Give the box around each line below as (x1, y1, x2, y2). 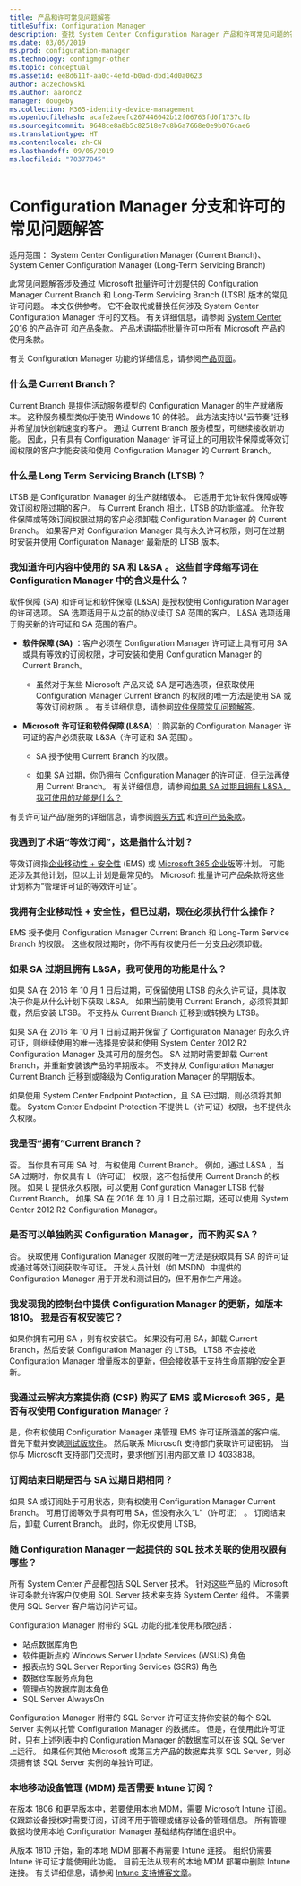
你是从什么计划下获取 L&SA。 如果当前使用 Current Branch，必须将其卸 (24, 996, 289, 1007)
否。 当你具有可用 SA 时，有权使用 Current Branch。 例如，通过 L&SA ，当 (9, 1159, 285, 1170)
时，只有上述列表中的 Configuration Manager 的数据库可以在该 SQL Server (9, 1735, 285, 1745)
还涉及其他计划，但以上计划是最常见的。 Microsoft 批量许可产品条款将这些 (9, 869, 285, 880)
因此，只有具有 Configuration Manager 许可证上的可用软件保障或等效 (26, 434, 282, 444)
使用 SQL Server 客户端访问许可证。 (9, 1601, 143, 1611)
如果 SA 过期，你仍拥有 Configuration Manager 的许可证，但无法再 (35, 770, 282, 780)
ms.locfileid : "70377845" (9, 154, 106, 164)
